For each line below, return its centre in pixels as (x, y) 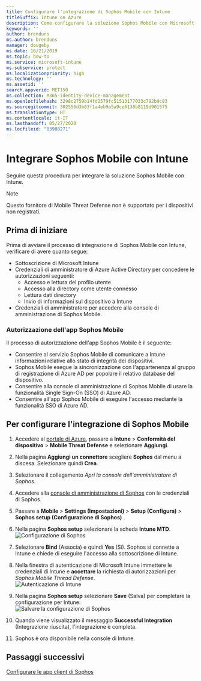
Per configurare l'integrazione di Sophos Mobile (97, 424)
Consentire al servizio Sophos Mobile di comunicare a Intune (90, 355)
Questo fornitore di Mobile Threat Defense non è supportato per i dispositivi (100, 205)
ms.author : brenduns (32, 40)
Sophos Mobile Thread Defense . (55, 578)
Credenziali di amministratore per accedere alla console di (87, 308)
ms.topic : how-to (28, 56)
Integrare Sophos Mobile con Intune (97, 159)
